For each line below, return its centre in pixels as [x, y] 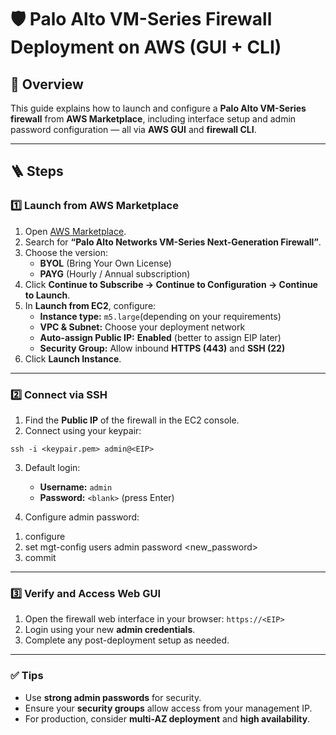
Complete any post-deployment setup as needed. [127, 640]
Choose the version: [66, 252]
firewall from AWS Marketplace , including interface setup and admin [153, 119]
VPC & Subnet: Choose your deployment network [142, 327]
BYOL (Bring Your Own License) [105, 263]
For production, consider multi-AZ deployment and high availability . [167, 718]
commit [40, 557]
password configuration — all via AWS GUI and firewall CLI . [133, 129]
